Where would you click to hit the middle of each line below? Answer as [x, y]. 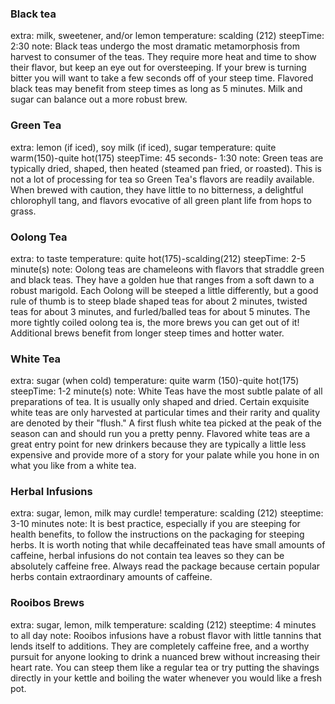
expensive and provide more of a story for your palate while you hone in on [165, 455]
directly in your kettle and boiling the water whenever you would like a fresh [166, 678]
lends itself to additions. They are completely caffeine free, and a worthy [160, 646]
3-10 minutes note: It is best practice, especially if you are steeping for [155, 524]
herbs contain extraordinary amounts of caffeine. [111, 577]
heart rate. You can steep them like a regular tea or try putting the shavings [165, 667]
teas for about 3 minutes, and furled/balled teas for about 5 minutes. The [160, 311]
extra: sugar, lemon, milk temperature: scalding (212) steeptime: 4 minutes [163, 624]
